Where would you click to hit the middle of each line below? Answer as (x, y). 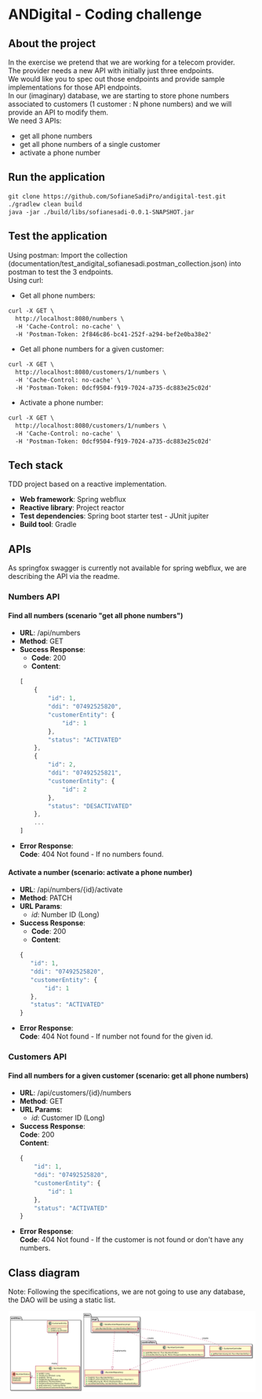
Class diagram (44, 1273)
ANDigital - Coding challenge (105, 15)
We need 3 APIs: (35, 121)
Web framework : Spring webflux (73, 500)
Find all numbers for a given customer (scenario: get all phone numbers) (129, 1075)
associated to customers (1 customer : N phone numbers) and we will (120, 104)
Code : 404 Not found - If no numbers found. (91, 854)
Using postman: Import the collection (68, 255)
